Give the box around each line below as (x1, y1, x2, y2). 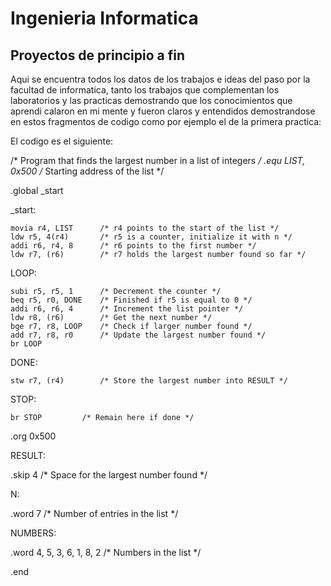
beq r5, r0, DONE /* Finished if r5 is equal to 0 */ (10, 295, 253, 305)
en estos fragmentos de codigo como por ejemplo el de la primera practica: (10, 116, 322, 127)
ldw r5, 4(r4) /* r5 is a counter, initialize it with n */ (10, 232, 293, 242)
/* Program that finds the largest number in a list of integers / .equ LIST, (10, 155, 306, 166)
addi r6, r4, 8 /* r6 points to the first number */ (10, 241, 257, 251)
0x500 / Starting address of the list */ (10, 165, 165, 177)
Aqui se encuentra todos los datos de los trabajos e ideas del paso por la (10, 73, 311, 85)
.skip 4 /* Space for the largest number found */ (10, 469, 208, 481)
